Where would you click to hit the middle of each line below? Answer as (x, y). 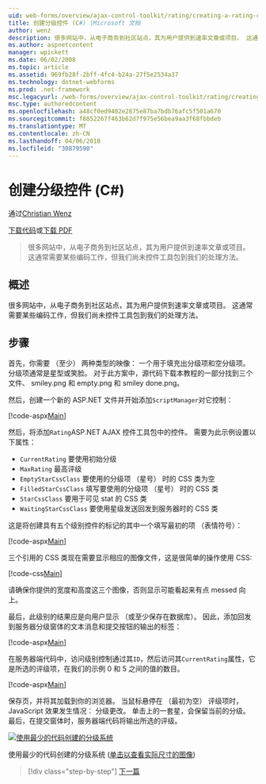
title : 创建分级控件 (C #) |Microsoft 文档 (74, 23)
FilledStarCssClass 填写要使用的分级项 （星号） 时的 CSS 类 (119, 488)
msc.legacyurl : (33, 97)
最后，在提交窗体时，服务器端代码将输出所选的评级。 (95, 721)
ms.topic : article (38, 67)
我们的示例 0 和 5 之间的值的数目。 (127, 668)
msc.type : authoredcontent (53, 104)
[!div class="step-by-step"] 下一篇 (84, 771)
